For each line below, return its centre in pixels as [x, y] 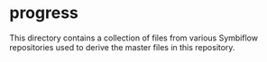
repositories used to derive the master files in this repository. [122, 47]
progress [44, 13]
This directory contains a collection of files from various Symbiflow [134, 38]
